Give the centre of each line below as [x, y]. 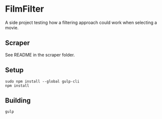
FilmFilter [25, 9]
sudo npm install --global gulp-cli [42, 81]
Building [18, 100]
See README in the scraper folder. [40, 55]
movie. [12, 27]
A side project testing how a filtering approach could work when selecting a [81, 22]
